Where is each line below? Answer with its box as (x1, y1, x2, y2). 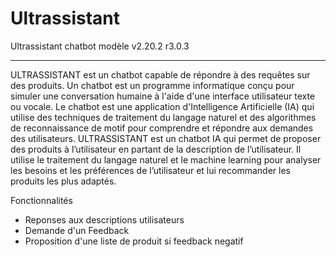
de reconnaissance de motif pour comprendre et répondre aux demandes (10, 122, 314, 134)
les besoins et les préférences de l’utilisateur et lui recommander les (10, 164, 291, 176)
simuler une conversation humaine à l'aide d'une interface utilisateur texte (10, 90, 316, 102)
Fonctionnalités (10, 194, 73, 206)
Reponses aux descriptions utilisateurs (24, 213, 185, 226)
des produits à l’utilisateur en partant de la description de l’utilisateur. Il (10, 143, 302, 155)
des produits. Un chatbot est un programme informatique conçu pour (10, 79, 295, 91)
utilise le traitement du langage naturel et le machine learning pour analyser (10, 153, 322, 166)
